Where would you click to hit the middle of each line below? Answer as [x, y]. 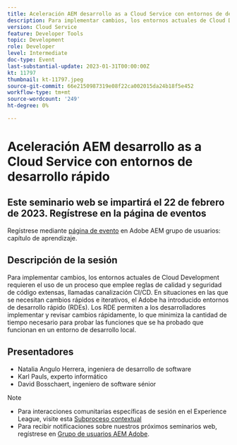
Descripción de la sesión [62, 261]
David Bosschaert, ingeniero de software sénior [87, 384]
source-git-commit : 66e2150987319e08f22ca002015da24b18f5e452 [101, 86]
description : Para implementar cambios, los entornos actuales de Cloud [116, 20]
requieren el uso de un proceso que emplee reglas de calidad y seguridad [115, 285]
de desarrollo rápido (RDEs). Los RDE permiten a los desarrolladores [107, 307]
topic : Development [36, 40]
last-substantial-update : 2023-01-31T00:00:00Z [79, 66]
